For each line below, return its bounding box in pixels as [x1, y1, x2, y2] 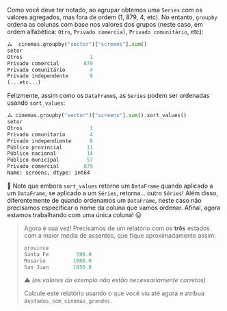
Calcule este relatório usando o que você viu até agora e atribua [23, 289, 205, 297]
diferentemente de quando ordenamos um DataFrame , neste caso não [7, 196, 202, 204]
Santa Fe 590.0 [23, 251, 92, 258]
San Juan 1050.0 [23, 264, 92, 271]
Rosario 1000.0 [23, 257, 92, 264]
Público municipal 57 [7, 157, 94, 164]
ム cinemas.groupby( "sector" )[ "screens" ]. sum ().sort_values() [7, 112, 187, 119]
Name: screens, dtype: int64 [7, 169, 90, 176]
